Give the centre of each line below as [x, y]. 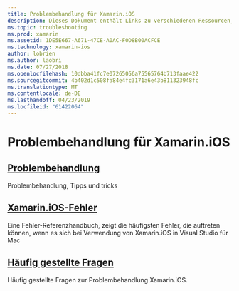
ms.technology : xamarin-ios [49, 47]
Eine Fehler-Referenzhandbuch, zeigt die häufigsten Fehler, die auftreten [114, 225]
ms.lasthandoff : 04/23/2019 [49, 101]
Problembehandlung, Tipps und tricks [63, 185]
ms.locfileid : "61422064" [46, 107]
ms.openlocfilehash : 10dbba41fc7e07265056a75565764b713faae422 [103, 73]
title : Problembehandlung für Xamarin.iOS [71, 14]
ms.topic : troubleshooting [47, 27]
